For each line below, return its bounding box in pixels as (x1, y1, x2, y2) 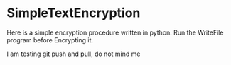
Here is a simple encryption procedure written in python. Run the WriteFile (6, 28, 224, 37)
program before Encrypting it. (6, 35, 94, 44)
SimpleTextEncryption (6, 5, 141, 21)
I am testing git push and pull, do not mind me (6, 49, 141, 58)
